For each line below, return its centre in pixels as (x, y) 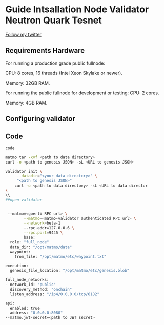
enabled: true (25, 308)
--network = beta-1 (42, 223)
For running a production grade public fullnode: (55, 63)
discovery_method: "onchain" (41, 289)
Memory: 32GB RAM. (28, 83)
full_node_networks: (27, 280)
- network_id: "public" (31, 285)
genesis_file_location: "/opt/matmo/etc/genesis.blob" (70, 271)
